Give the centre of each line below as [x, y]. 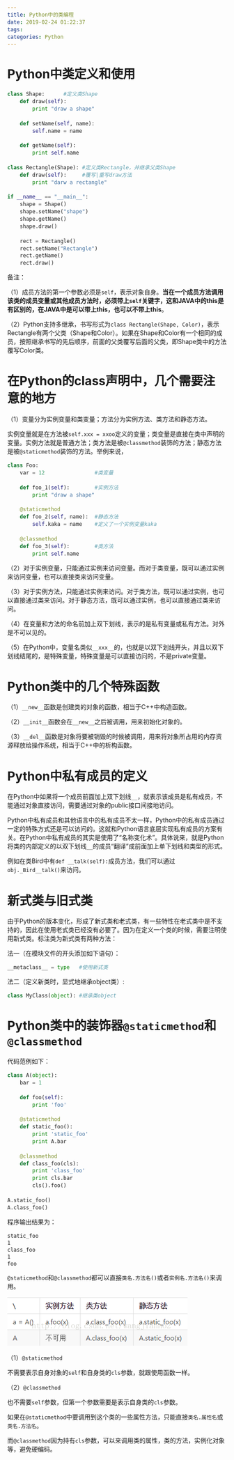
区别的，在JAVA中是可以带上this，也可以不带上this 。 [91, 309]
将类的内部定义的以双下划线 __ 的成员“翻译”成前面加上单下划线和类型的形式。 [117, 846]
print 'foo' [50, 1105]
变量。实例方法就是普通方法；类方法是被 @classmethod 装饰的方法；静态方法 [114, 443]
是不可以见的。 [29, 632]
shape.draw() [39, 226]
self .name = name [57, 131]
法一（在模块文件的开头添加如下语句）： [64, 954]
